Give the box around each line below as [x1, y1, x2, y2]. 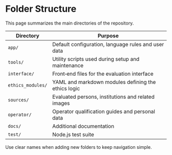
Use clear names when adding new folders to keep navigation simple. [5, 144, 152, 150]
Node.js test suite [52, 131, 95, 138]
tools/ [8, 59, 24, 65]
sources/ [8, 97, 29, 103]
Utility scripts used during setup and [52, 55, 140, 62]
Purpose [97, 32, 119, 39]
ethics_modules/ [8, 82, 48, 88]
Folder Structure [5, 3, 77, 15]
